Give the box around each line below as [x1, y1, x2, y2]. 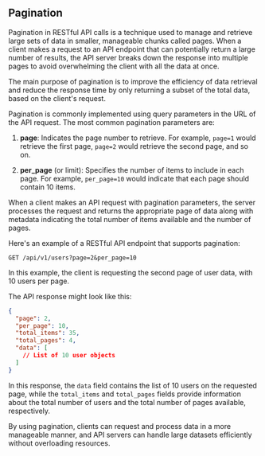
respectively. [8, 406, 50, 415]
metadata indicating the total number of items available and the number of [8, 214, 251, 224]
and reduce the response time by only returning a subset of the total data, [8, 85, 251, 95]
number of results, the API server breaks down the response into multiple [8, 53, 248, 62]
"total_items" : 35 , [15, 329, 80, 337]
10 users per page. [8, 276, 70, 286]
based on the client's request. [8, 93, 106, 103]
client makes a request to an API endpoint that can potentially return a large [8, 44, 256, 54]
